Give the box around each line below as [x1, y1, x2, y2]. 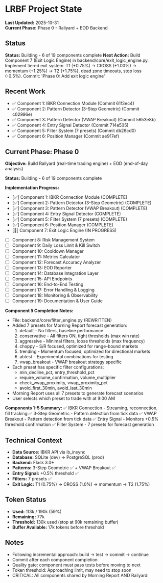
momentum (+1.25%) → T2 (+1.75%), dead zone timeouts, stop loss [5, 68, 142, 74]
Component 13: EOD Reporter [12, 265, 72, 270]
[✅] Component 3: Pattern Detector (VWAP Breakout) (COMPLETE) [12, 205, 148, 212]
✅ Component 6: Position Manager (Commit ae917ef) [12, 133, 119, 139]
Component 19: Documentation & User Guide [12, 298, 103, 304]
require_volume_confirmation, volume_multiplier [19, 374, 116, 381]
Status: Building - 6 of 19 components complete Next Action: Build [5, 52, 140, 58]
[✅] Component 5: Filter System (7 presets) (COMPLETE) [12, 216, 127, 222]
